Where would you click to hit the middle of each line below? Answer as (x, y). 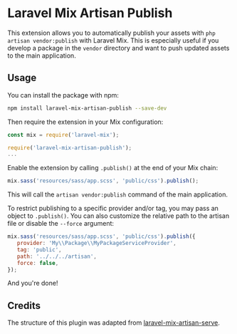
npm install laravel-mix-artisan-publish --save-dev (87, 108)
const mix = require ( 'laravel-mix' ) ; (63, 135)
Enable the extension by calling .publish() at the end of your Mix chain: (113, 168)
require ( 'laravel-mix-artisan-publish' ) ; (70, 147)
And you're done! (33, 283)
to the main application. (42, 56)
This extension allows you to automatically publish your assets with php (111, 33)
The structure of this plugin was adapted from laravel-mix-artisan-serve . (114, 323)
